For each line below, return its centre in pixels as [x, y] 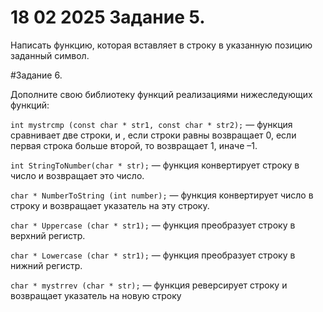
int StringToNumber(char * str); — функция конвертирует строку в [155, 165]
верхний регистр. [48, 235]
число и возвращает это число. [77, 175]
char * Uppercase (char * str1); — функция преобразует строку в [153, 225]
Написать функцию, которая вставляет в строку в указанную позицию [161, 45]
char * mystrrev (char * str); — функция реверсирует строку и [149, 285]
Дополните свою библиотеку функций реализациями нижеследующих [161, 94]
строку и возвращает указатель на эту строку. [110, 205]
